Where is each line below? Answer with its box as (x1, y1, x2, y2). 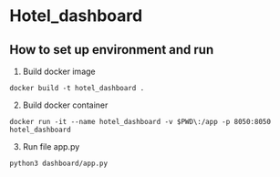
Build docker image (22, 66, 96, 77)
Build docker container (22, 99, 109, 110)
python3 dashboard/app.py (9, 159, 108, 168)
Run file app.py (22, 141, 80, 151)
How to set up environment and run (9, 42, 214, 57)
